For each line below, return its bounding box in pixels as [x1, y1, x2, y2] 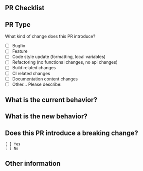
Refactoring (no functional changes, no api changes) [12, 59, 118, 65]
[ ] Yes [5, 142, 21, 147]
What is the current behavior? [5, 96, 97, 104]
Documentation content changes [12, 76, 78, 82]
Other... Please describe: [12, 81, 62, 87]
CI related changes [12, 70, 50, 76]
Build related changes [12, 65, 56, 71]
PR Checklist [5, 4, 45, 12]
